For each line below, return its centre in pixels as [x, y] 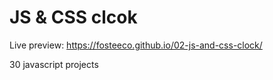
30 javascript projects [54, 64]
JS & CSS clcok [73, 17]
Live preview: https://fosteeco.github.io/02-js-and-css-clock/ [136, 45]
